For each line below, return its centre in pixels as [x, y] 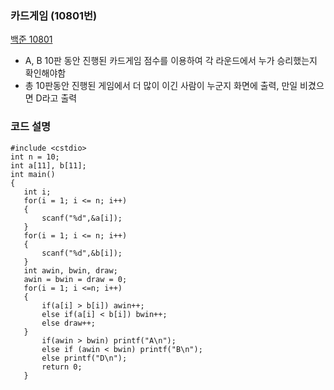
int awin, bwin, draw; [70, 270]
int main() [33, 174]
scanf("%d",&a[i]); [82, 218]
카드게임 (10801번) [54, 15]
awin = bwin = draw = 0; [75, 279]
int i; [37, 192]
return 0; [62, 367]
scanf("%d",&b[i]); [82, 253]
